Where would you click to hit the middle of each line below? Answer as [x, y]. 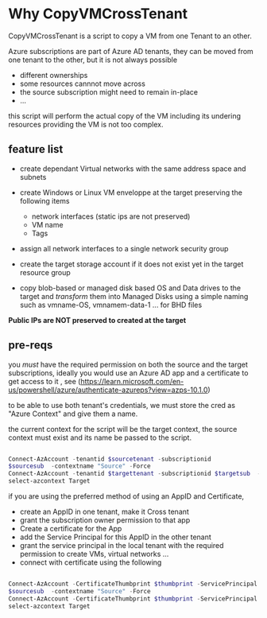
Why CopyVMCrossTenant [98, 14]
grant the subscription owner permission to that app [105, 520]
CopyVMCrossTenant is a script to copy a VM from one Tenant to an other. [130, 36]
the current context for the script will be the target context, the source [123, 429]
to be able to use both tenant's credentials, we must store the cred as [122, 405]
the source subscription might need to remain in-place [109, 91]
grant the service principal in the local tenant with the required [122, 546]
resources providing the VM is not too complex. [86, 124]
